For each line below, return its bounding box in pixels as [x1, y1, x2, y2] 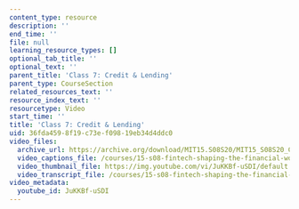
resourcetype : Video [9, 104, 86, 113]
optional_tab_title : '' [9, 54, 98, 63]
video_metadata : [9, 179, 69, 188]
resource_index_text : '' [9, 95, 101, 105]
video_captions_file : [17, 153, 98, 163]
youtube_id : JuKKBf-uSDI [17, 187, 109, 196]
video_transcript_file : [17, 170, 105, 179]
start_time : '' [9, 112, 66, 121]
